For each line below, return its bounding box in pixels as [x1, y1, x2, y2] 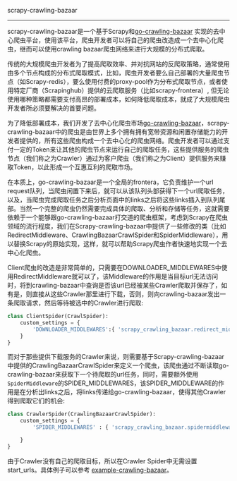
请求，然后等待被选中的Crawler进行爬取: [25, 299, 143, 307]
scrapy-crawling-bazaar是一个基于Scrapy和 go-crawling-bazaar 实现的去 [7, 28, 220, 35]
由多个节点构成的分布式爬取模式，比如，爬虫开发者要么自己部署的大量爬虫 [7, 68, 224, 77]
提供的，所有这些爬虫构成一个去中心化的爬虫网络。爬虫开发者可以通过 [19, 137, 224, 145]
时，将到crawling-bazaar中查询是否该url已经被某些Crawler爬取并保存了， [7, 281, 221, 289]
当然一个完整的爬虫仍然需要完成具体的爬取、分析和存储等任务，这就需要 [19, 205, 230, 212]
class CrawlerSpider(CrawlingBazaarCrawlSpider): [7, 410, 157, 418]
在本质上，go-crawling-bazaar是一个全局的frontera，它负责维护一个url [7, 178, 214, 186]
